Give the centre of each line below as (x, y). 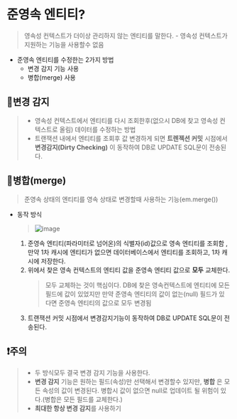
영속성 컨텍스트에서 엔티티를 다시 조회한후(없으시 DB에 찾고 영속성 (126, 120)
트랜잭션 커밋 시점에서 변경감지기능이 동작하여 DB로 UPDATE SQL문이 (125, 318)
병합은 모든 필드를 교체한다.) (84, 400)
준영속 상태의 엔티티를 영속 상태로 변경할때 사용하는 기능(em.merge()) (121, 199)
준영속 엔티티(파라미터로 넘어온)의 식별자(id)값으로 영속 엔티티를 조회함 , (127, 243)
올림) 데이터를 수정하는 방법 (98, 129)
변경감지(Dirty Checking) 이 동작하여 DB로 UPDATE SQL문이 (121, 147)
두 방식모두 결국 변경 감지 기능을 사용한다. (92, 373)
